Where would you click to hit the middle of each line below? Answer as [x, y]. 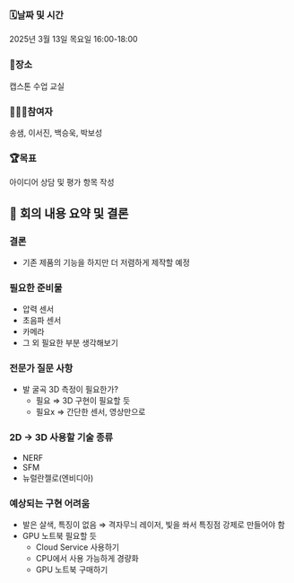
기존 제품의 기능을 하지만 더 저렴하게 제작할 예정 [106, 262]
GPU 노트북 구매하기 [72, 570]
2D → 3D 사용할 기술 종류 [61, 437]
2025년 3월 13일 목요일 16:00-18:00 [73, 40]
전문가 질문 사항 [41, 368]
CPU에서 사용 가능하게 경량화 [87, 559]
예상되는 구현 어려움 [50, 503]
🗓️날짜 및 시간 [37, 14]
